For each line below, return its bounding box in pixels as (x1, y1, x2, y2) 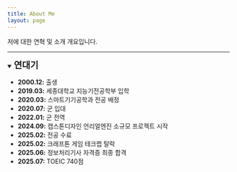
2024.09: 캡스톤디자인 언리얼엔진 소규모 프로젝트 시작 (17, 121, 169, 130)
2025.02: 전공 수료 (17, 130, 72, 139)
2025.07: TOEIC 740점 (17, 156, 84, 166)
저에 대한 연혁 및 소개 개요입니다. (7, 37, 98, 46)
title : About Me (7, 10, 55, 18)
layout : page (7, 17, 46, 24)
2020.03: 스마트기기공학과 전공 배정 (17, 95, 120, 104)
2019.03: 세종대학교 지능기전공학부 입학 (17, 86, 130, 95)
